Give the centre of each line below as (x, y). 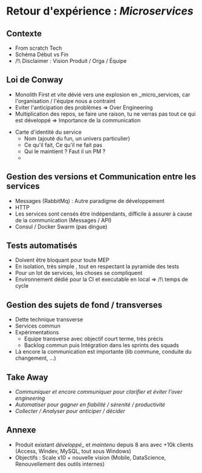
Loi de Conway (35, 80)
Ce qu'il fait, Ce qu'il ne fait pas (63, 145)
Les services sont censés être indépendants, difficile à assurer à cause (103, 214)
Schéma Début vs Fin (42, 55)
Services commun (37, 326)
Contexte (24, 34)
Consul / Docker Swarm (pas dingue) (61, 227)
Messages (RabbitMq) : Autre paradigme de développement (90, 200)
